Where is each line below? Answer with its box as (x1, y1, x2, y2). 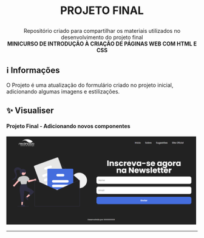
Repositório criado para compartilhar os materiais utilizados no (23, 27, 181, 35)
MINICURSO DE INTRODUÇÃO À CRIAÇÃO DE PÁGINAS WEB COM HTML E (7, 40, 197, 47)
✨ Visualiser (6, 106, 54, 116)
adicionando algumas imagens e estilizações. (6, 88, 120, 95)
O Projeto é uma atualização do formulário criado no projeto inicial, (6, 81, 174, 89)
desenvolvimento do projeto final (61, 34, 143, 41)
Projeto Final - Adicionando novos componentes (6, 122, 131, 129)
